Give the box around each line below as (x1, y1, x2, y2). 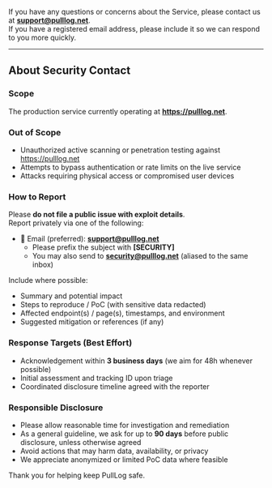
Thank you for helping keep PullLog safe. (8, 470, 146, 480)
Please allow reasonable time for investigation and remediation (19, 420, 230, 430)
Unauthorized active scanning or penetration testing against (19, 145, 221, 155)
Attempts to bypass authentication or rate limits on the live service (19, 162, 241, 172)
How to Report (8, 190, 66, 202)
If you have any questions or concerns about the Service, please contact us (8, 7, 261, 16)
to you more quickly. (8, 32, 77, 42)
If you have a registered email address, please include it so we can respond (8, 24, 261, 33)
